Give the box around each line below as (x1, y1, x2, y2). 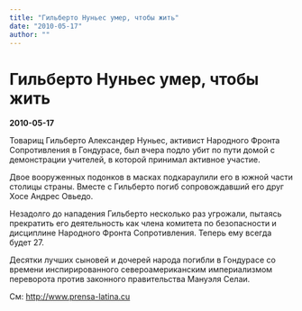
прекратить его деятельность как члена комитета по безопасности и (9, 218, 277, 229)
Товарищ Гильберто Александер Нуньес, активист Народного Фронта (9, 135, 280, 146)
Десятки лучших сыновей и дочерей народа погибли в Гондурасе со (9, 254, 277, 266)
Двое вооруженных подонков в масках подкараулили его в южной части (9, 172, 293, 183)
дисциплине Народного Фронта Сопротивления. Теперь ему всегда (9, 227, 272, 239)
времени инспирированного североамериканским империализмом (9, 264, 273, 275)
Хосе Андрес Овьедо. (9, 191, 94, 202)
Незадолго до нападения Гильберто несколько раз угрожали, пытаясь (9, 208, 282, 219)
